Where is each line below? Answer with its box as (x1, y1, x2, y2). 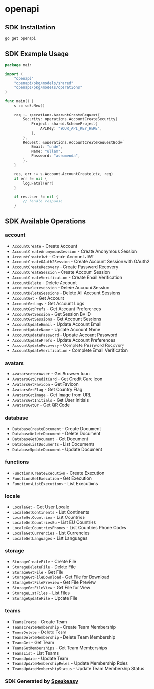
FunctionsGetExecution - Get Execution (12, 475, 92, 481)
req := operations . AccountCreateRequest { (14, 112, 100, 117)
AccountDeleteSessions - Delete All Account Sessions (12, 290, 121, 296)
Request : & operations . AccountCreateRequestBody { (23, 140, 124, 144)
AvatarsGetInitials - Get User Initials (12, 397, 89, 403)
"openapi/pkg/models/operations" (14, 85, 83, 90)
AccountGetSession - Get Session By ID (12, 311, 91, 316)
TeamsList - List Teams (12, 650, 59, 656)
